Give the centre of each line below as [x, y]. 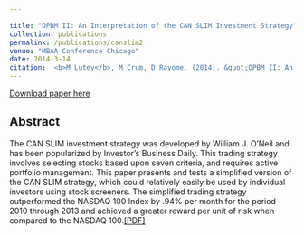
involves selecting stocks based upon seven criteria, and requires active [144, 163]
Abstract [35, 122]
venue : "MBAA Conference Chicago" [75, 51]
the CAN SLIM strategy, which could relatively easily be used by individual [147, 182]
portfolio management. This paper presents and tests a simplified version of [151, 172]
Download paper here [50, 93]
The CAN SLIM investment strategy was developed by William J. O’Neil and [149, 143]
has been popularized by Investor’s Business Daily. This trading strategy [144, 153]
